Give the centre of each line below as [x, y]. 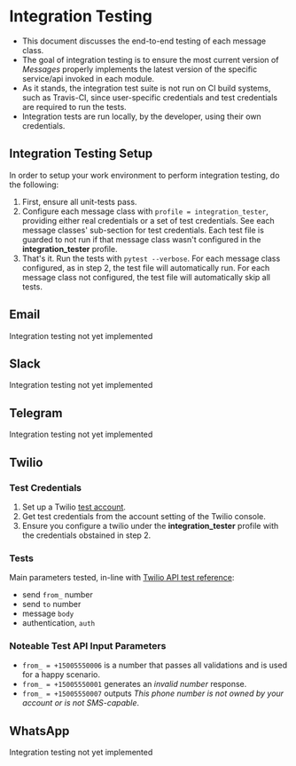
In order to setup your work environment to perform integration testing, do [144, 175]
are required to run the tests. [74, 107]
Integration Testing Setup [81, 154]
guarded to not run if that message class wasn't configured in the [141, 239]
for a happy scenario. [61, 675]
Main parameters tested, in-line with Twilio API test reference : [122, 578]
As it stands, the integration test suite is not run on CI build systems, [146, 88]
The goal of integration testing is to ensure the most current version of [150, 59]
